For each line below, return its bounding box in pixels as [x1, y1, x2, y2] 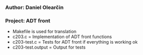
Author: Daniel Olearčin [5, 4, 64, 11]
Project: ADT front [5, 17, 51, 24]
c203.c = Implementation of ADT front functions [12, 34, 112, 40]
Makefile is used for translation [12, 29, 77, 35]
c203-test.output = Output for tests [12, 44, 86, 51]
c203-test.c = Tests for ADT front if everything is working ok [12, 39, 138, 45]
